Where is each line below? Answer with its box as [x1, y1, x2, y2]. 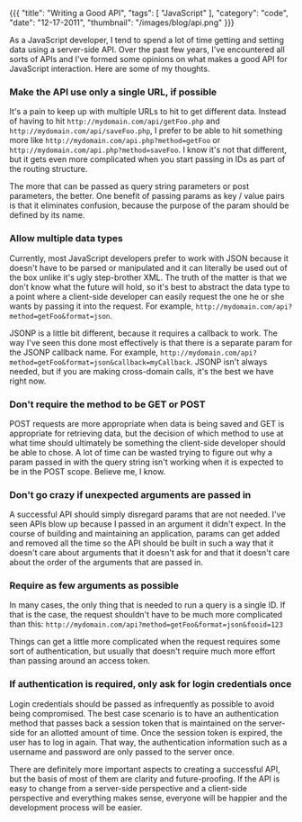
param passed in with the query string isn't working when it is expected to [9, 456, 284, 467]
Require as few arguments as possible [9, 580, 180, 592]
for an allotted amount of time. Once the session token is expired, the [26, 727, 283, 737]
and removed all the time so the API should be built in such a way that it [9, 537, 274, 548]
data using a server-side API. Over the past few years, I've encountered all [9, 44, 285, 55]
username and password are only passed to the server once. [9, 746, 235, 757]
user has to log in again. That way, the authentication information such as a [9, 736, 288, 747]
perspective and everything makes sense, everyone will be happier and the [9, 792, 288, 803]
